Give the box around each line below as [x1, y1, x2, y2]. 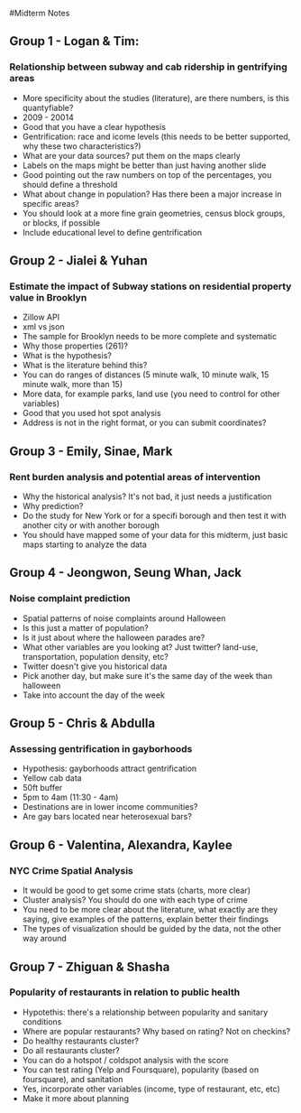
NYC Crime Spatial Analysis [9, 864, 133, 876]
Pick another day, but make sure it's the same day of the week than [22, 670, 273, 681]
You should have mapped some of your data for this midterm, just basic [22, 530, 288, 541]
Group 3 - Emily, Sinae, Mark [9, 443, 173, 459]
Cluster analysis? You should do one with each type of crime [22, 895, 248, 905]
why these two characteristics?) [22, 140, 141, 152]
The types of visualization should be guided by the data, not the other [22, 923, 282, 934]
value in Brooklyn [9, 292, 87, 303]
